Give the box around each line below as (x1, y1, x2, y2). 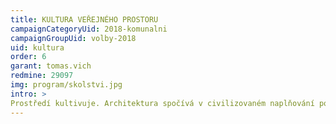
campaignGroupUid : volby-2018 (10, 33, 137, 43)
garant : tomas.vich (10, 61, 92, 71)
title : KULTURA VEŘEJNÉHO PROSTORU (10, 14, 159, 25)
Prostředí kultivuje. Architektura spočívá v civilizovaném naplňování (10, 98, 315, 108)
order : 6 (10, 52, 47, 62)
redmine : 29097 (10, 71, 74, 81)
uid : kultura (10, 42, 65, 53)
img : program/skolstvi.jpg (10, 80, 123, 90)
